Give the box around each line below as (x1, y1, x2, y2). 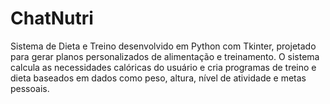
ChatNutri (10, 7, 94, 30)
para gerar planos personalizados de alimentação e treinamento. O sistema (10, 50, 320, 62)
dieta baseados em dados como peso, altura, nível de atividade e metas (10, 72, 307, 84)
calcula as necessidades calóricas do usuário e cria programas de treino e (10, 61, 317, 73)
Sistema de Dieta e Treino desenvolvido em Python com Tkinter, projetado (10, 40, 317, 52)
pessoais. (10, 82, 50, 94)
